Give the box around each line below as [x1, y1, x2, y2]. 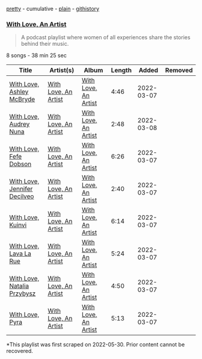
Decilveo [9, 192, 34, 201]
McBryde [9, 95, 35, 104]
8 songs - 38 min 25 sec [6, 52, 67, 59]
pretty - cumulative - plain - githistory [6, 5, 100, 12]
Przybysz [9, 289, 36, 298]
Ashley [9, 87, 29, 96]
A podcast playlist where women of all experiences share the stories [20, 34, 191, 41]
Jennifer [9, 185, 33, 193]
